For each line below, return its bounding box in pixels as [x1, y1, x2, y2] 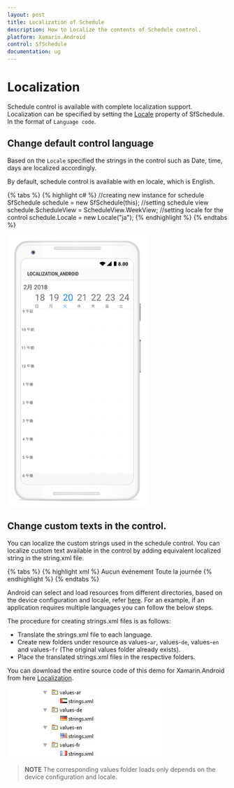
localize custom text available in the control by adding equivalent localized [7, 546, 221, 555]
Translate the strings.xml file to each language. [17, 630, 153, 639]
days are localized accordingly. [7, 163, 97, 172]
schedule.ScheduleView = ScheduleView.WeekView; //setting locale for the [7, 205, 224, 214]
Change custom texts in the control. [7, 520, 167, 532]
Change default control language [7, 137, 154, 150]
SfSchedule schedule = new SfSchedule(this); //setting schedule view [7, 198, 209, 207]
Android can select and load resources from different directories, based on [7, 588, 223, 597]
